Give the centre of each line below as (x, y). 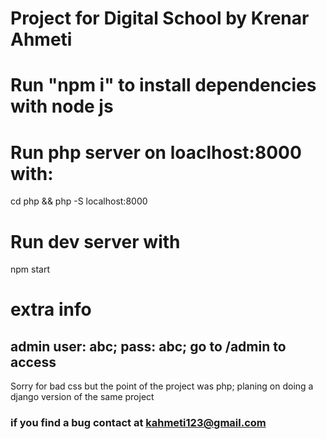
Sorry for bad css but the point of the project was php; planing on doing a (162, 386)
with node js (62, 106)
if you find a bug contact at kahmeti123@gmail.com (138, 423)
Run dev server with (95, 241)
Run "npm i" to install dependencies (163, 85)
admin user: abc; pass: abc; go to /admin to (148, 346)
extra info (51, 309)
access (33, 362)
